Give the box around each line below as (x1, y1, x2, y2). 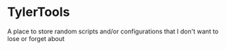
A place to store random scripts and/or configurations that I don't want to (7, 27, 219, 35)
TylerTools (7, 4, 70, 20)
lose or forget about (7, 34, 65, 42)
